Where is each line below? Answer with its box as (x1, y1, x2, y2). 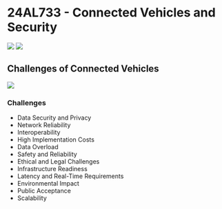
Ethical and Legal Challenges (17, 157, 100, 166)
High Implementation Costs (17, 135, 95, 144)
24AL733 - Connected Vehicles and (7, 5, 216, 21)
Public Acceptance (17, 187, 71, 195)
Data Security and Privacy (17, 113, 92, 122)
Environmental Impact (17, 179, 79, 188)
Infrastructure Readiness (17, 165, 88, 173)
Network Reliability (17, 121, 71, 129)
